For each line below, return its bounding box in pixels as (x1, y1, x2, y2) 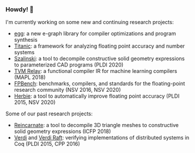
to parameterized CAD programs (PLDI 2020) (14, 61, 124, 68)
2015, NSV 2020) (14, 99, 56, 106)
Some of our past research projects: (5, 110, 93, 117)
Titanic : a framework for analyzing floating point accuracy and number (14, 42, 186, 49)
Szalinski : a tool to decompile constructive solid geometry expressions (14, 55, 185, 62)
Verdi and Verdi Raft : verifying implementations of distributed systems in (14, 134, 190, 141)
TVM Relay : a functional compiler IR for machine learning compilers (14, 68, 177, 75)
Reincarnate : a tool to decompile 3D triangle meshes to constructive (14, 122, 179, 129)
